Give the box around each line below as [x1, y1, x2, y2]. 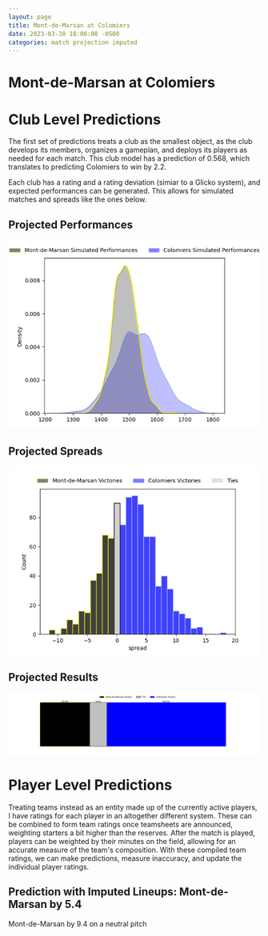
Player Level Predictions [8, 776, 173, 794]
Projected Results [8, 670, 98, 684]
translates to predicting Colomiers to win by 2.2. [8, 162, 166, 172]
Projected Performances [8, 218, 134, 231]
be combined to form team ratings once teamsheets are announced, [8, 819, 234, 829]
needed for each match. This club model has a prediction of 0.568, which [8, 154, 250, 163]
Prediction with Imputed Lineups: [8, 885, 178, 899]
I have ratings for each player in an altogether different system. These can [8, 810, 253, 820]
